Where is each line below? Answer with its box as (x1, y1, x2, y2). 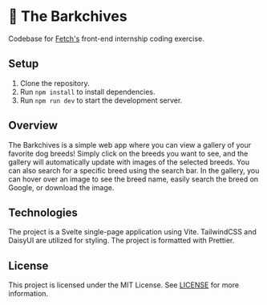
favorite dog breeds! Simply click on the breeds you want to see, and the (8, 148, 249, 158)
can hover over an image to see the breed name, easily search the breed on (8, 174, 259, 184)
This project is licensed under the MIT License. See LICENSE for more (8, 280, 239, 290)
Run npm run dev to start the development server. (19, 96, 183, 105)
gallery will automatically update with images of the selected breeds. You (8, 157, 250, 167)
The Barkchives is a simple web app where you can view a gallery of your (8, 140, 252, 149)
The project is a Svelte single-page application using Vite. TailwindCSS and (8, 227, 257, 237)
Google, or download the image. (8, 182, 115, 192)
